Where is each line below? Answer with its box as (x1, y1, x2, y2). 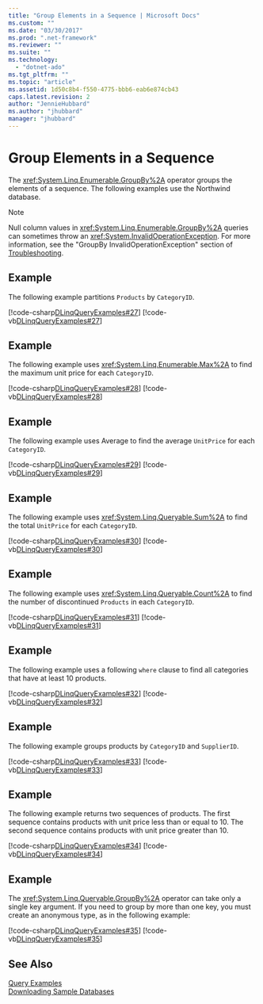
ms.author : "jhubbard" (8, 108, 83, 116)
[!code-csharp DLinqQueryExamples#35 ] (8, 925, 141, 936)
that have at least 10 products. (8, 673, 107, 683)
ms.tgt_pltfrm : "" (8, 71, 69, 79)
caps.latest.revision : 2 (8, 93, 90, 101)
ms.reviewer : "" (8, 41, 62, 49)
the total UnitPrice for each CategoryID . (8, 521, 138, 531)
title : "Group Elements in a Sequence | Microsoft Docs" (8, 11, 200, 20)
